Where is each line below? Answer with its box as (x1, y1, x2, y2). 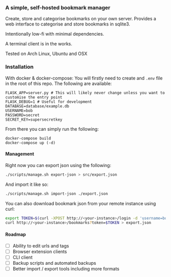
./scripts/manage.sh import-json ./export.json (5, 191, 108, 196)
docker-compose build (5, 135, 51, 141)
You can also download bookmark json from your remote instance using (5, 200, 156, 206)
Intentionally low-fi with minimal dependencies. (5, 31, 104, 37)
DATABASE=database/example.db (5, 103, 70, 108)
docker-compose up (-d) (5, 140, 56, 145)
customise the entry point (5, 95, 63, 100)
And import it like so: (5, 181, 49, 187)
